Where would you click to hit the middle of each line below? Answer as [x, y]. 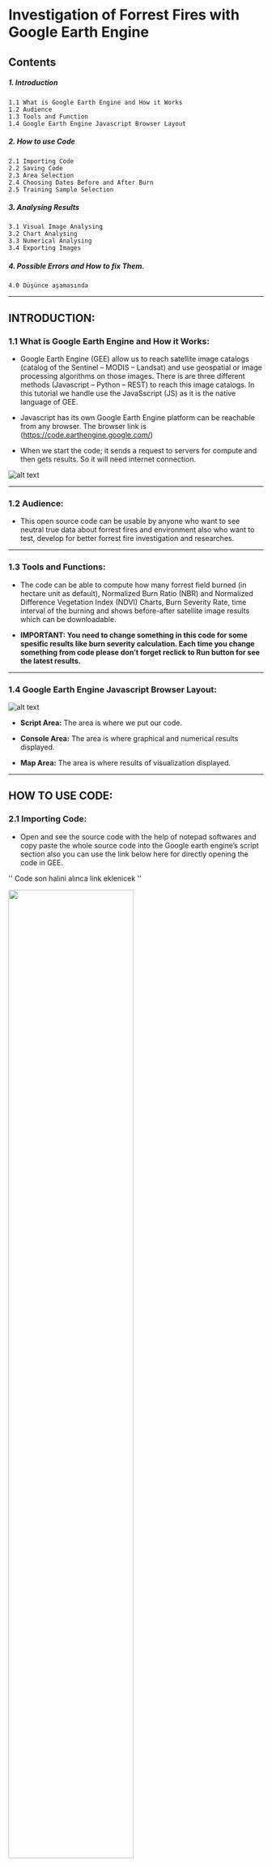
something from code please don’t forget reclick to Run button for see [140, 652]
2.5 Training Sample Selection [61, 189]
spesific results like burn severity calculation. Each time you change [137, 643]
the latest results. [50, 661]
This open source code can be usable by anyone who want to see [130, 521]
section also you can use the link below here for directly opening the [134, 854]
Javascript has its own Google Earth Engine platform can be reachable [137, 418]
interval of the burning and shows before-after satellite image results [135, 611]
